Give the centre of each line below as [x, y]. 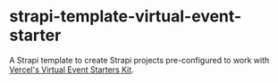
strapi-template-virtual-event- [126, 17]
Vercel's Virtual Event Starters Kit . [72, 70]
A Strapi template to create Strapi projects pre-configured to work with [139, 60]
